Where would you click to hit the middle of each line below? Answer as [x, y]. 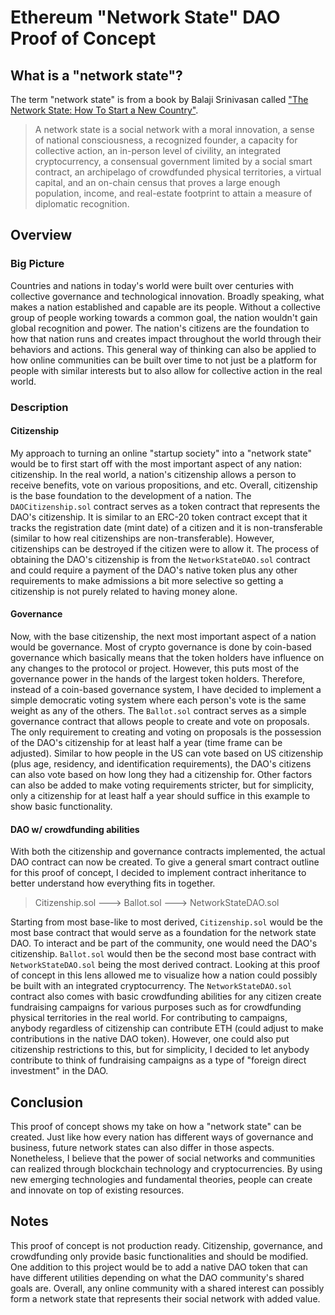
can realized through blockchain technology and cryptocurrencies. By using [166, 1169]
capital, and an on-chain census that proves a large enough [157, 182]
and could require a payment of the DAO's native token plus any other [154, 570]
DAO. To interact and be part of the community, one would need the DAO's [164, 943]
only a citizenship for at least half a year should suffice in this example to [160, 796]
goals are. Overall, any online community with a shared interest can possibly [167, 1288]
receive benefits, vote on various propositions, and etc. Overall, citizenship [164, 485]
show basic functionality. [61, 807]
